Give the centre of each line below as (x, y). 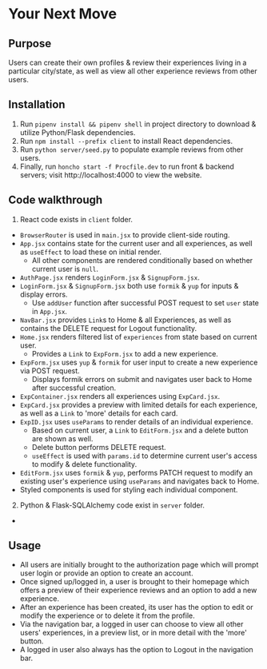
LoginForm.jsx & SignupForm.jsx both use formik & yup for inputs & (129, 285)
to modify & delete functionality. (84, 464)
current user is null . (65, 269)
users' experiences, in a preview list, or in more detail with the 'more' (133, 633)
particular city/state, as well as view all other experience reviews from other (133, 71)
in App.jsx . (50, 311)
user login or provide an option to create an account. (106, 573)
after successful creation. (74, 388)
